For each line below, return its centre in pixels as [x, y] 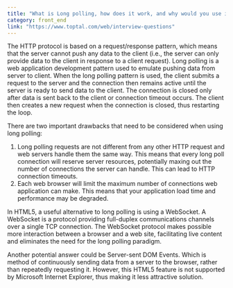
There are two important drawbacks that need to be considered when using [115, 126]
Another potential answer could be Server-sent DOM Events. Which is [107, 255]
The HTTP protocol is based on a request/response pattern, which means [112, 46]
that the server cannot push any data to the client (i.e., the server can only [113, 53]
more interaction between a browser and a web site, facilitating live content [115, 234]
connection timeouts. [48, 176]
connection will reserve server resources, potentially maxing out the [114, 162]
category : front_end [37, 20]
